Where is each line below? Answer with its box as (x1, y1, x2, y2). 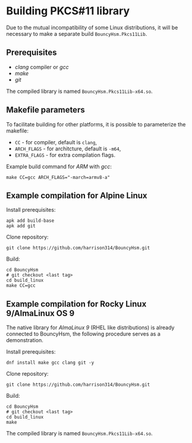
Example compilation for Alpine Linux (6, 190, 147, 200)
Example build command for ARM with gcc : (6, 163, 112, 170)
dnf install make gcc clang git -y (6, 360, 95, 366)
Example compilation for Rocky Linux (6, 299, 147, 309)
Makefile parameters (6, 105, 85, 115)
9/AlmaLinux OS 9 (6, 308, 75, 318)
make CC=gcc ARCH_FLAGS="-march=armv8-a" (6, 174, 111, 180)
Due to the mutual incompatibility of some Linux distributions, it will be (6, 24, 178, 31)
